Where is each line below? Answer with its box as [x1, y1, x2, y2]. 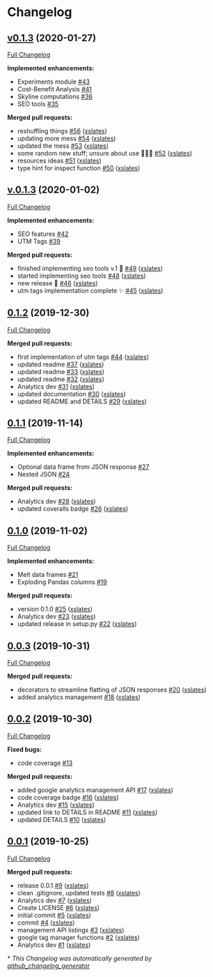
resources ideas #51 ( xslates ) [17, 156, 102, 165]
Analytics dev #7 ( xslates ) [17, 896, 92, 904]
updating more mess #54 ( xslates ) [17, 134, 116, 142]
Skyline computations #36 [17, 92, 93, 100]
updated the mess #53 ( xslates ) [17, 142, 109, 150]
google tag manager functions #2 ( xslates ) [17, 933, 141, 941]
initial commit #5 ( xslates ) [17, 911, 92, 919]
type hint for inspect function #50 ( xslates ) [17, 164, 141, 172]
